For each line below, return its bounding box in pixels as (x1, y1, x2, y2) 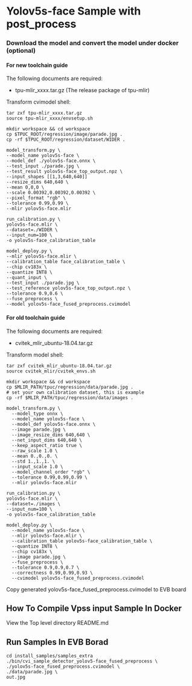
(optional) (6, 47, 36, 55)
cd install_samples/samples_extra (6, 653, 94, 659)
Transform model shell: (6, 351, 64, 358)
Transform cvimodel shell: (6, 98, 71, 106)
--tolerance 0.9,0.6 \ (6, 291, 63, 297)
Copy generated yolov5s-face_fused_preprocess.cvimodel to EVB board (6, 585, 187, 593)
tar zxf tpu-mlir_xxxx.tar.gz (6, 110, 83, 116)
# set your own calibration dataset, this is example (6, 389, 145, 395)
